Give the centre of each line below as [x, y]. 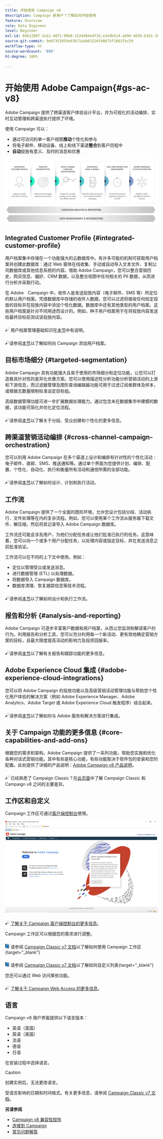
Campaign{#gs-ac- [110, 88]
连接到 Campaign [29, 1126]
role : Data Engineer [26, 26]
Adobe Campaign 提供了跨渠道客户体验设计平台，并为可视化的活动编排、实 [81, 112]
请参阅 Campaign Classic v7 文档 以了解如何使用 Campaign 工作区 [76, 947]
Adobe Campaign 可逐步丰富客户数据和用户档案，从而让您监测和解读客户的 [81, 628]
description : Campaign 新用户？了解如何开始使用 [51, 15]
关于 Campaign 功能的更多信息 [51, 732]
